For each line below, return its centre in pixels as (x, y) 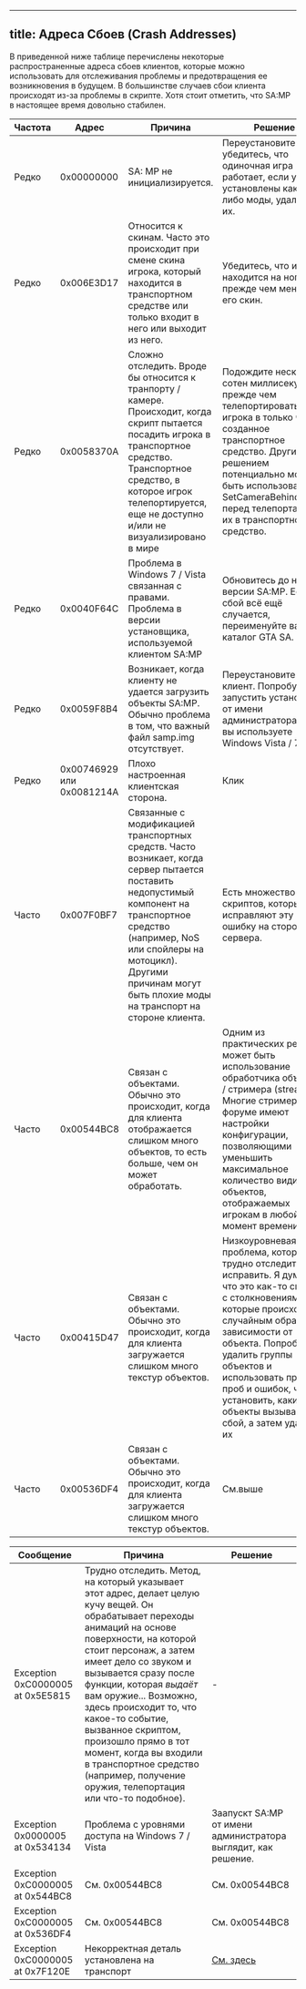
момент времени (260, 1225)
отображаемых (256, 1203)
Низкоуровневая (259, 1240)
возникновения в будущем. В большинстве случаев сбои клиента (138, 85)
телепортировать (260, 405)
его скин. (242, 300)
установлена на (120, 1960)
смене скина (156, 260)
